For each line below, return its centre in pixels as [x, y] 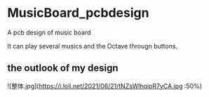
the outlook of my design [63, 68]
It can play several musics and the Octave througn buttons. [92, 46]
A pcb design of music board [49, 32]
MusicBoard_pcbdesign [78, 13]
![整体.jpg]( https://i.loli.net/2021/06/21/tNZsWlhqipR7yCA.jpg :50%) [104, 86]
